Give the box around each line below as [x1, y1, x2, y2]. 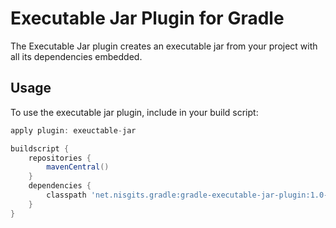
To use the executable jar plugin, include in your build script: [10, 106, 259, 118]
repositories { [28, 153, 92, 163]
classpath [46, 190, 87, 200]
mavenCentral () [46, 162, 110, 172]
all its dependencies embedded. [10, 50, 143, 62]
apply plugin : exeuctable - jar [10, 125, 137, 136]
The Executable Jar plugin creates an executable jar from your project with [10, 40, 318, 52]
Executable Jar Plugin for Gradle [10, 7, 285, 30]
